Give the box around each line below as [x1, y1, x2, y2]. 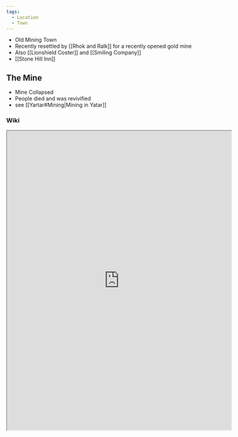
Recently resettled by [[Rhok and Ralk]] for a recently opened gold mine [14, 43, 192, 50]
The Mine [6, 72, 42, 83]
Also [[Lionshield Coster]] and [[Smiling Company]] [14, 49, 142, 56]
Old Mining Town [14, 37, 57, 44]
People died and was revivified [14, 95, 91, 102]
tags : [6, 8, 20, 15]
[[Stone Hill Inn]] [14, 55, 56, 63]
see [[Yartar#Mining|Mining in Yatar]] [14, 101, 106, 108]
